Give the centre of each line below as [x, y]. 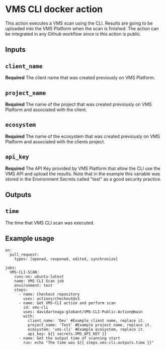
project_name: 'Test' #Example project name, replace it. [90, 325]
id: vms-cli [36, 307]
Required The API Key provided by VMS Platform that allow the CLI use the [83, 168]
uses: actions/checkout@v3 [52, 298]
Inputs [16, 50]
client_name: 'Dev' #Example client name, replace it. [86, 320]
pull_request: [24, 254]
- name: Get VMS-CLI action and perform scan [67, 303]
